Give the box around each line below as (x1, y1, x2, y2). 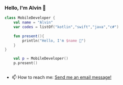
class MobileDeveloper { (4, 16, 55, 21)
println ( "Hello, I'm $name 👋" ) (22, 38, 86, 43)
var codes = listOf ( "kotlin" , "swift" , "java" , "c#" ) (13, 24, 119, 30)
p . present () (13, 61, 38, 65)
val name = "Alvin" (13, 20, 53, 25)
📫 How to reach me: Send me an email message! (11, 74, 112, 80)
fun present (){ (13, 34, 45, 39)
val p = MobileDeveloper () (13, 56, 69, 61)
